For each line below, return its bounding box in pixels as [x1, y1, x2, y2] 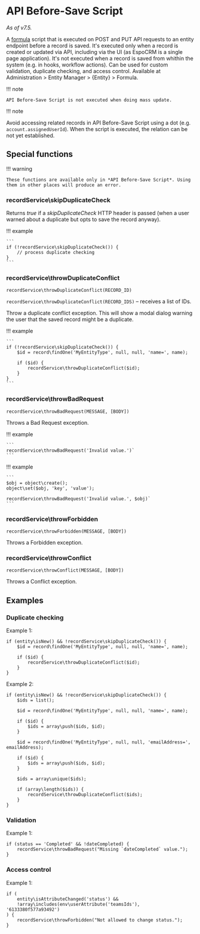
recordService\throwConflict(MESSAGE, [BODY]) [6, 567, 124, 573]
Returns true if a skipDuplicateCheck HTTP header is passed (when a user [6, 210, 190, 217]
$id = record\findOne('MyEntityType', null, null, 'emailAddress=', [17, 739, 191, 745]
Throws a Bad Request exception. [6, 419, 90, 426]
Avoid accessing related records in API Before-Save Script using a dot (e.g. [6, 119, 191, 126]
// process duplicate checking [17, 250, 95, 256]
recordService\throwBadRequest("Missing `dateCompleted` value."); [17, 847, 188, 853]
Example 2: [6, 680, 34, 687]
